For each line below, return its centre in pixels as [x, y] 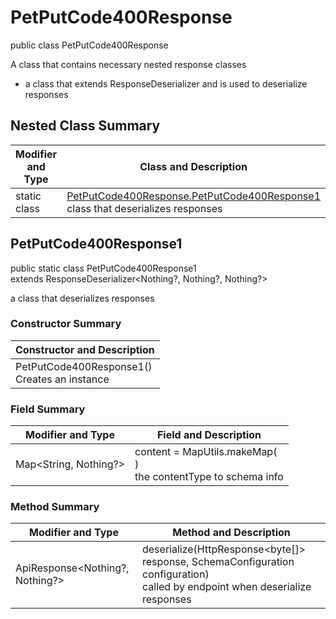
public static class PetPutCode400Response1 [103, 268]
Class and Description [193, 166]
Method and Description [231, 533]
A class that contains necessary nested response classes [128, 64]
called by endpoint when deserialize [226, 587]
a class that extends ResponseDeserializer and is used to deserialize [166, 83]
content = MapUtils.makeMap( [206, 452]
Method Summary [55, 507]
